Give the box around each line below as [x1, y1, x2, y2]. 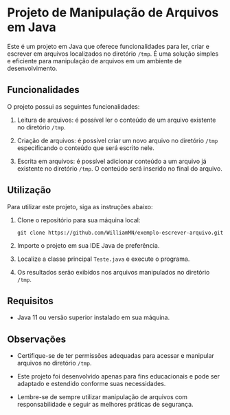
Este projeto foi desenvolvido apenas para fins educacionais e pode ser [16, 372, 220, 381]
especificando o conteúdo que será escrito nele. [16, 143, 154, 152]
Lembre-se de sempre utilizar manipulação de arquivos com [16, 393, 187, 401]
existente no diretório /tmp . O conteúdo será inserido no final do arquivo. [16, 164, 223, 173]
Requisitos [7, 295, 54, 307]
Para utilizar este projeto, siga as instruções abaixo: [7, 202, 153, 211]
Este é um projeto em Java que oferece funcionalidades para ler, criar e [7, 42, 209, 50]
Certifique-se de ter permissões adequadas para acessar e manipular [16, 352, 215, 360]
